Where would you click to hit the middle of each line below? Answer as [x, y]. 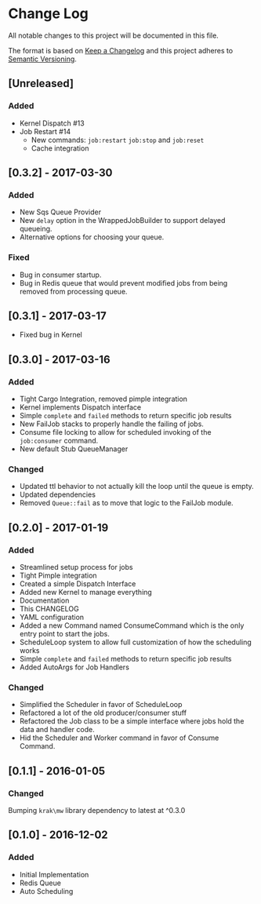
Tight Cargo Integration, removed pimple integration [103, 399]
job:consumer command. [59, 441]
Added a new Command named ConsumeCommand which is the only [132, 625]
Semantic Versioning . [42, 59]
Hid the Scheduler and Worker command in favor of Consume [119, 738]
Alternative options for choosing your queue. [92, 237]
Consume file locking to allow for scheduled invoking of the [115, 432]
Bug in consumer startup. [60, 275]
